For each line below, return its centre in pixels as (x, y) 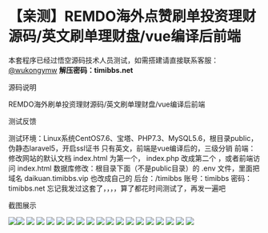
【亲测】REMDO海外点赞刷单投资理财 (132, 16)
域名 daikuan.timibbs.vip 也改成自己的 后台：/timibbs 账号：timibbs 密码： (130, 178)
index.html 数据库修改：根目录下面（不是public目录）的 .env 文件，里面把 (138, 168)
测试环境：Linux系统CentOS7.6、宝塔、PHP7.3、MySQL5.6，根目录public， (133, 138)
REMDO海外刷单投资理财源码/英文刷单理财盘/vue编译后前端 (107, 104)
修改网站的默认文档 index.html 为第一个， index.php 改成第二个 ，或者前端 (131, 158)
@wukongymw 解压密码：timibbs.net (71, 70)
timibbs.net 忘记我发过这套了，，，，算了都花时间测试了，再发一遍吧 (117, 188)
